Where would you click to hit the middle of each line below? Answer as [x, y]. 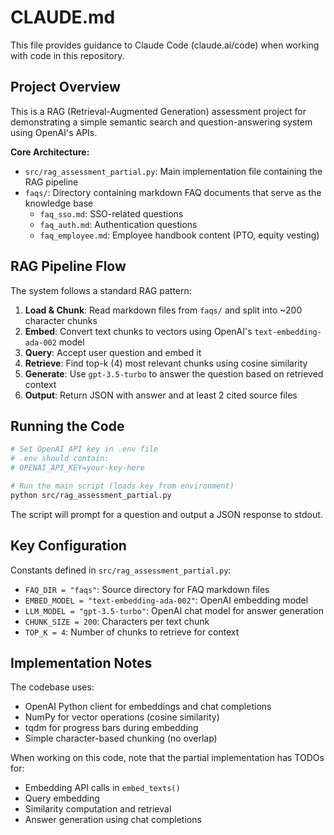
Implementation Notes [81, 662]
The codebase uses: [52, 687]
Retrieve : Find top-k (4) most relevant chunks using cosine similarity [166, 363]
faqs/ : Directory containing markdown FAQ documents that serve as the [173, 192]
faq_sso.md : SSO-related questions [111, 213]
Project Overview [65, 87]
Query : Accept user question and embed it [113, 352]
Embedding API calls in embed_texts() [102, 788]
